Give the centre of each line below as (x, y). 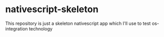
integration (17, 28)
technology (41, 28)
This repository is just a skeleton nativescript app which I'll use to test (78, 23)
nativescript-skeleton (52, 9)
